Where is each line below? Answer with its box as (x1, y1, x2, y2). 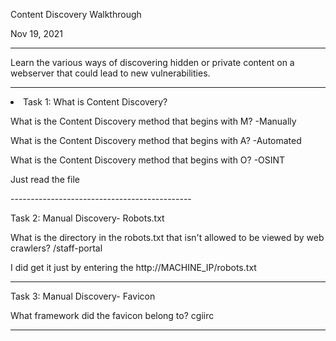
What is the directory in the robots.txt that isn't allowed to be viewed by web (10, 232, 325, 243)
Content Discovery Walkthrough (10, 9, 142, 20)
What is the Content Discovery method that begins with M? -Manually (10, 115, 297, 127)
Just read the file (10, 174, 80, 185)
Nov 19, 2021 (10, 28, 64, 39)
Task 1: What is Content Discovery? (23, 96, 168, 108)
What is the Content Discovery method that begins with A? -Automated (10, 135, 302, 146)
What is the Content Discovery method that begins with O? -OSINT (10, 154, 286, 166)
